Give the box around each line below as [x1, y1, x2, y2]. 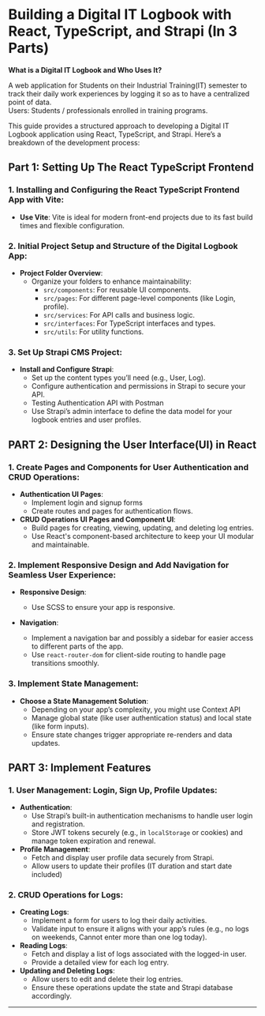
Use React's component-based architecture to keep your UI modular [31, 531, 255, 540]
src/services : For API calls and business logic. [43, 310, 196, 319]
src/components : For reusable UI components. [43, 284, 192, 294]
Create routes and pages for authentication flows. [31, 506, 193, 515]
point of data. [8, 97, 52, 107]
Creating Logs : [19, 907, 69, 917]
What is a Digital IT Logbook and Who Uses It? [8, 65, 162, 74]
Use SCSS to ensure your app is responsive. [31, 603, 176, 612]
